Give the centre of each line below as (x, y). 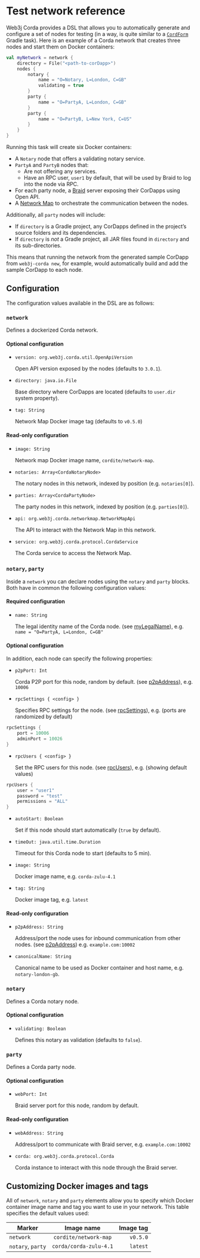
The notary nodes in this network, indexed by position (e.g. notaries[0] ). (104, 483)
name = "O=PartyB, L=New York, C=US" (85, 119)
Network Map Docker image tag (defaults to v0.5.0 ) (79, 422)
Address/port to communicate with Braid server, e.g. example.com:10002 (103, 1144)
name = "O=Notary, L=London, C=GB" (82, 80)
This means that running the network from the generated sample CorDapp (98, 257)
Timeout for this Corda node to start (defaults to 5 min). (83, 853)
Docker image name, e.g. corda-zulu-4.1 (65, 877)
